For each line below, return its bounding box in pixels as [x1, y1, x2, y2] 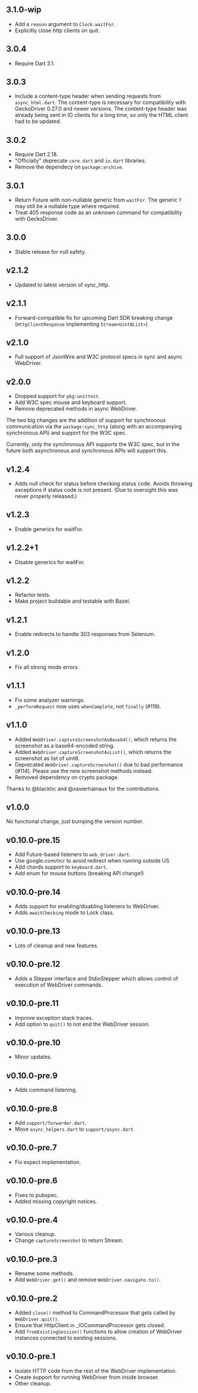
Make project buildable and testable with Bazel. [14, 597, 130, 605]
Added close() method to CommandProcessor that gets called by [14, 1309, 176, 1316]
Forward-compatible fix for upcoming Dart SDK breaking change [14, 314, 173, 321]
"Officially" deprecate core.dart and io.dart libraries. [14, 157, 146, 164]
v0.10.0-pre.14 [6, 887, 61, 897]
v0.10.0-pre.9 [6, 1070, 58, 1080]
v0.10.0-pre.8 [6, 1103, 58, 1114]
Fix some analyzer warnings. [14, 696, 85, 704]
